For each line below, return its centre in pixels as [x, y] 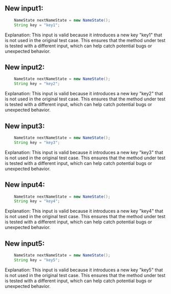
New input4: [25, 185]
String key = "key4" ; [37, 201]
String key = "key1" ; [37, 25]
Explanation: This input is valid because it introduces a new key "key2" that [84, 94]
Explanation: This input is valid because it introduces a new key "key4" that [84, 211]
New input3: [25, 126]
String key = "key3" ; [37, 142]
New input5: [25, 244]
